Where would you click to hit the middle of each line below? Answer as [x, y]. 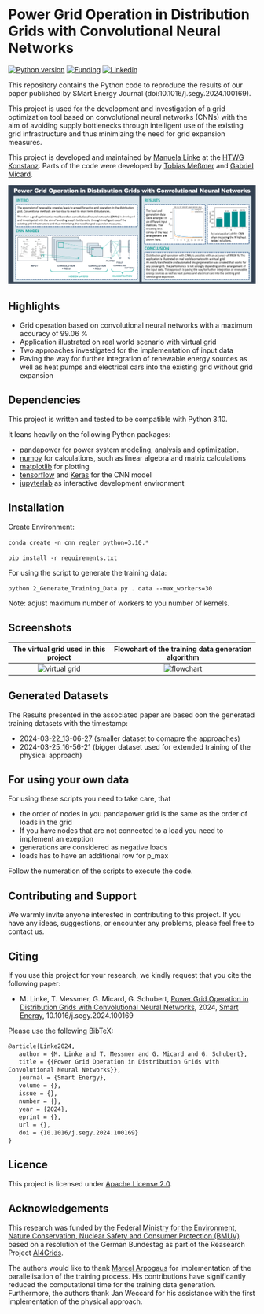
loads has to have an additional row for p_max [94, 856]
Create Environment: [41, 527]
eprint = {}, [40, 1117]
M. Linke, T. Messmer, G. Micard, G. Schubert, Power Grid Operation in [134, 998]
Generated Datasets [58, 696]
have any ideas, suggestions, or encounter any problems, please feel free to [131, 924]
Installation [36, 508]
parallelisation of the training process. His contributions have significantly [127, 1276]
